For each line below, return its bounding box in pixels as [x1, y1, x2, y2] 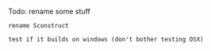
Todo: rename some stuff [8, 7, 91, 16]
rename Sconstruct [8, 22, 69, 30]
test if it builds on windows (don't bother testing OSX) [8, 35, 204, 43]
